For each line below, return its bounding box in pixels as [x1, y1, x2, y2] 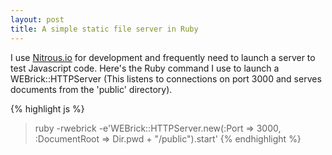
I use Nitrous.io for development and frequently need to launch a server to [10, 51, 316, 63]
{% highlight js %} [10, 102, 85, 115]
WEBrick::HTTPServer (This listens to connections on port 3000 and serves [10, 72, 322, 85]
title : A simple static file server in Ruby [10, 24, 199, 34]
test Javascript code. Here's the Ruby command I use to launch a [10, 62, 280, 74]
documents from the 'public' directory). [10, 83, 173, 95]
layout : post [10, 14, 65, 25]
